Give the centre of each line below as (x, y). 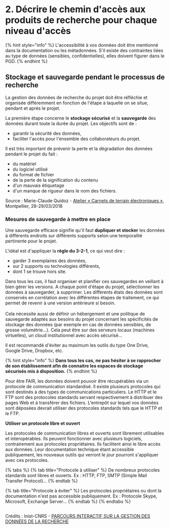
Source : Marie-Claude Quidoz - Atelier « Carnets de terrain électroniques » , (85, 200)
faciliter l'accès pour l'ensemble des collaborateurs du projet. (76, 139)
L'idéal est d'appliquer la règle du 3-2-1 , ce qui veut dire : (65, 251)
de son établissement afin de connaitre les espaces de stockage (74, 366)
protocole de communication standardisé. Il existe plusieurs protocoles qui (83, 387)
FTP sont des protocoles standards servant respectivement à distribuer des (84, 397)
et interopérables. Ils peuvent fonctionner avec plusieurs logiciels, (74, 439)
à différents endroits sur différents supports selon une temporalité (74, 236)
